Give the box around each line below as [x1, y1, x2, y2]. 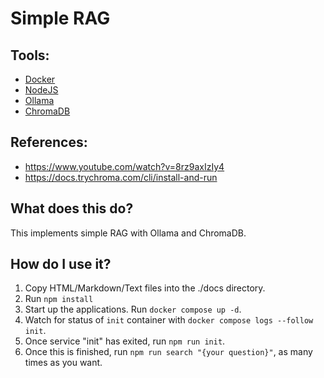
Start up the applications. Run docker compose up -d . [24, 303, 242, 316]
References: [10, 134, 88, 151]
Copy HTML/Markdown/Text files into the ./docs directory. [24, 282, 266, 294]
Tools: [10, 47, 50, 64]
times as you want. [24, 357, 103, 369]
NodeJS [24, 84, 59, 96]
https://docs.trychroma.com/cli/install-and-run [24, 171, 218, 183]
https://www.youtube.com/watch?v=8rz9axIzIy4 [24, 160, 225, 172]
